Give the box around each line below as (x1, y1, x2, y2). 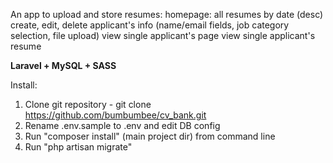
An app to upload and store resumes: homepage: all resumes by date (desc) (10, 9, 324, 20)
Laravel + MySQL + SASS (10, 60, 117, 71)
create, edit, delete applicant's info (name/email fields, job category (10, 19, 290, 31)
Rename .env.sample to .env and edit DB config (24, 120, 221, 131)
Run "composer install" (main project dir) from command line (24, 130, 276, 142)
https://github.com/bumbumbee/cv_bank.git (24, 109, 207, 121)
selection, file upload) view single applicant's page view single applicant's (10, 30, 316, 41)
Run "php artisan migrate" (24, 141, 133, 153)
